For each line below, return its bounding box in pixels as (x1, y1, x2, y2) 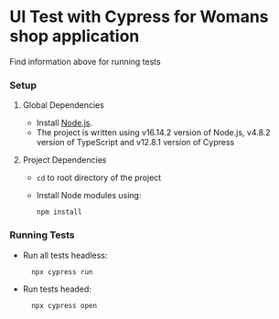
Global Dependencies (22, 100, 105, 111)
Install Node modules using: (36, 190, 142, 201)
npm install (36, 207, 82, 217)
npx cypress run (31, 267, 93, 276)
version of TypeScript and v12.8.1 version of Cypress (36, 137, 235, 148)
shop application (9, 26, 140, 47)
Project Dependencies (22, 154, 107, 165)
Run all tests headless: (22, 250, 108, 261)
